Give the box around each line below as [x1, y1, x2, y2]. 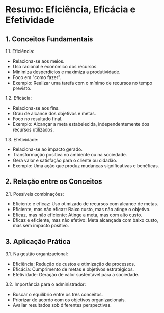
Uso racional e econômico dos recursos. [12, 64, 98, 69]
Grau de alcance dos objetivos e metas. [12, 111, 96, 116]
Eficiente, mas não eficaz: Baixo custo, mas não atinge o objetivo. [12, 206, 151, 212]
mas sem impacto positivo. [12, 222, 69, 228]
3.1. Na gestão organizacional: [5, 251, 68, 257]
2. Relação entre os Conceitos [5, 177, 102, 186]
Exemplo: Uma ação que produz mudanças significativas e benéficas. [12, 163, 159, 169]
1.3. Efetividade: [5, 137, 39, 142]
